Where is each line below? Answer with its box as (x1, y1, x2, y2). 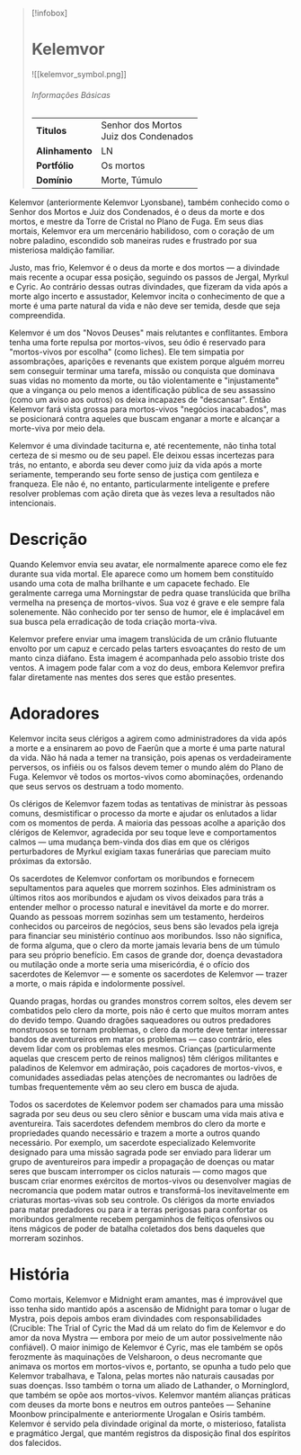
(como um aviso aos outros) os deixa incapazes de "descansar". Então (9, 395, 271, 406)
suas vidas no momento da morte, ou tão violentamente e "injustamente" (9, 375, 279, 386)
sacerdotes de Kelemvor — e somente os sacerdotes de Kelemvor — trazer (9, 969, 288, 979)
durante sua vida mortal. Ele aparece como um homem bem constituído (9, 568, 274, 579)
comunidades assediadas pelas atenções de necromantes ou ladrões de (9, 1072, 278, 1083)
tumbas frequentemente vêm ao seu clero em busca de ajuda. (9, 1082, 240, 1093)
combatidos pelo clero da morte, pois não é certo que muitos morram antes (9, 1005, 289, 1016)
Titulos (35, 125, 67, 138)
